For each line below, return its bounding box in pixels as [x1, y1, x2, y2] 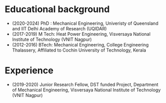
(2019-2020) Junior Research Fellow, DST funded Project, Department [12, 81, 158, 87]
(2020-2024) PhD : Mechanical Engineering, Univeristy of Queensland [12, 20, 158, 26]
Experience [5, 65, 53, 76]
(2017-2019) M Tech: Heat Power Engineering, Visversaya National [12, 31, 151, 37]
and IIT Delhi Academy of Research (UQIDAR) [12, 25, 107, 31]
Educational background [5, 4, 110, 15]
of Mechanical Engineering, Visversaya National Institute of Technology [12, 87, 161, 93]
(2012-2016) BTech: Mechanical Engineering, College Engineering [12, 41, 149, 47]
